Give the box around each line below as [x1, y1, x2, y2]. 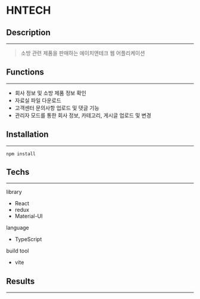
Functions [6, 67, 45, 78]
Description [6, 27, 51, 38]
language [6, 224, 29, 232]
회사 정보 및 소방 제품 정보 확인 [14, 89, 86, 96]
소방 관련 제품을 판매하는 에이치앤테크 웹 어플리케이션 [20, 50, 145, 57]
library [6, 189, 22, 196]
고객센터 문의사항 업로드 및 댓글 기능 [14, 104, 99, 111]
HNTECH [6, 4, 51, 17]
